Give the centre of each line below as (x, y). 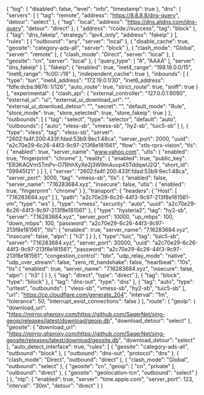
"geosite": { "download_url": (42, 327)
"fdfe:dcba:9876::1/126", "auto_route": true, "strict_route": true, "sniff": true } (102, 87)
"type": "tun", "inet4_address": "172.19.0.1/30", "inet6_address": (86, 80)
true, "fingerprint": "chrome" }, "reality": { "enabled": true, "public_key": (97, 158)
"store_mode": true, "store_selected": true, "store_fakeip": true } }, (89, 113)
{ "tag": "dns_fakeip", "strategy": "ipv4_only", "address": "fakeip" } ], (92, 35)
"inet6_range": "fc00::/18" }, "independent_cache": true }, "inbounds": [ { (98, 74)
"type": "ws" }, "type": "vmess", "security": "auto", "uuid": (92, 204)
